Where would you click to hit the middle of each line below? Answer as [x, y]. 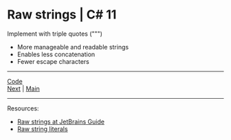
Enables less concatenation [56, 54]
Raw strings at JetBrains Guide [61, 121]
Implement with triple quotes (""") [55, 34]
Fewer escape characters [53, 61]
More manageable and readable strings [73, 47]
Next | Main [23, 89]
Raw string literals [42, 129]
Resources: [23, 108]
